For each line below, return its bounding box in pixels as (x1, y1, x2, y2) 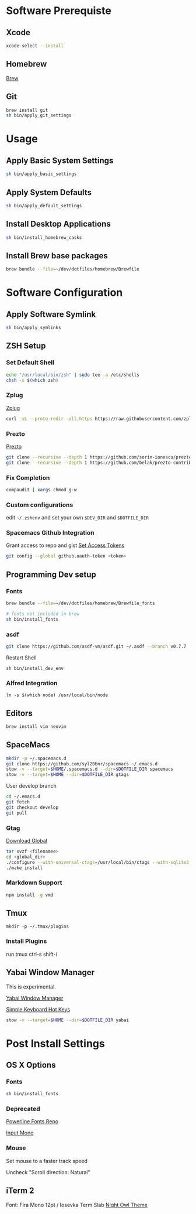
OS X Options (6, 1060, 56, 1070)
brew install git (6, 107, 48, 113)
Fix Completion (6, 473, 50, 481)
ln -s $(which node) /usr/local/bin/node (6, 692, 108, 698)
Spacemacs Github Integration (6, 529, 94, 537)
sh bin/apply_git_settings (6, 112, 72, 118)
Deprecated (6, 1105, 41, 1113)
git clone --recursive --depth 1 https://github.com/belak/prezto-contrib (6, 460, 192, 466)
